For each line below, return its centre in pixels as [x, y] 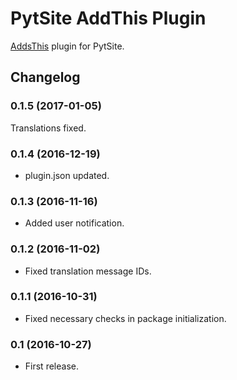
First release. [51, 366]
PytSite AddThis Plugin [108, 18]
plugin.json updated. [67, 175]
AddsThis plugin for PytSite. [67, 46]
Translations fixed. [48, 128]
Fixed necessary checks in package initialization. [125, 318]
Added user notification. [74, 223]
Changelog [45, 77]
